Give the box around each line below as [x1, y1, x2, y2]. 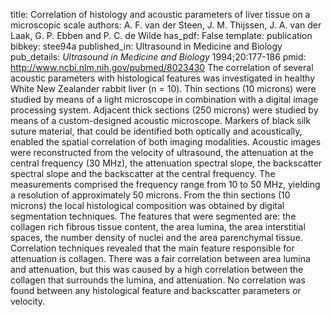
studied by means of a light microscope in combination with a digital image [10, 94, 319, 105]
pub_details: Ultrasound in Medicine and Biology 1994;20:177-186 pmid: [10, 51, 307, 63]
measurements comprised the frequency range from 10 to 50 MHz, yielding [10, 179, 321, 190]
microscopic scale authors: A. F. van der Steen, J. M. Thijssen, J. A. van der [10, 19, 322, 31]
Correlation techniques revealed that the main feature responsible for [10, 242, 295, 254]
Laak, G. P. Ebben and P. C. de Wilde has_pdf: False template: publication [10, 30, 313, 41]
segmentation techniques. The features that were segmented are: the [10, 210, 297, 222]
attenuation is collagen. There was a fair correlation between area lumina [10, 253, 311, 264]
